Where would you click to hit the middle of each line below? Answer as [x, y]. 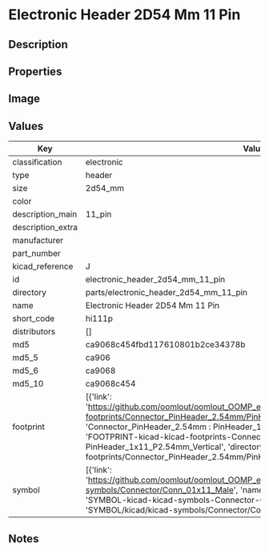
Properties [35, 71]
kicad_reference [43, 266]
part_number [37, 253]
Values [26, 126]
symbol [26, 490]
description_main [45, 214]
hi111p [99, 318]
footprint [29, 427]
